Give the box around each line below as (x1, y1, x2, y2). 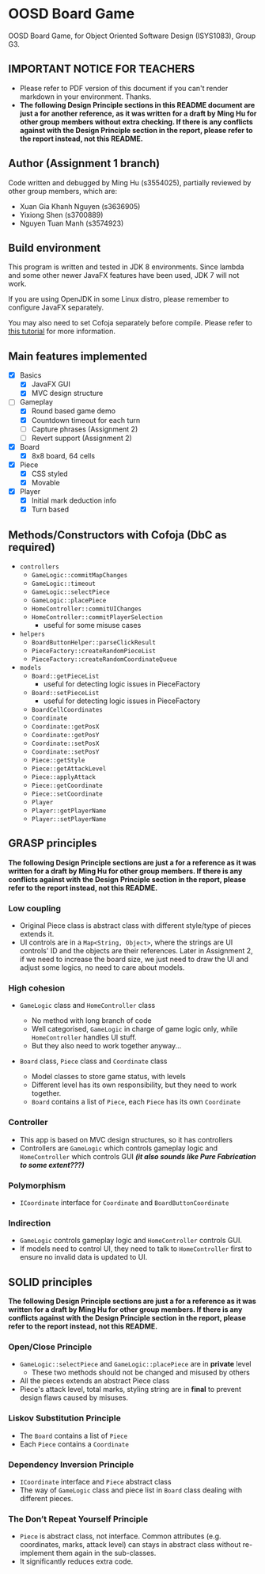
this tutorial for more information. (8, 326, 116, 336)
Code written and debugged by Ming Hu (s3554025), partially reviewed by (8, 177, 252, 187)
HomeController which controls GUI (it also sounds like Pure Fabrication (19, 1151, 257, 1161)
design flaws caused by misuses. (19, 1393, 129, 1402)
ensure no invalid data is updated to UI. (19, 1253, 148, 1262)
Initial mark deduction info (31, 496, 117, 505)
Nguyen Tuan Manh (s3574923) (19, 219, 124, 228)
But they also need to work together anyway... (31, 1041, 182, 1051)
